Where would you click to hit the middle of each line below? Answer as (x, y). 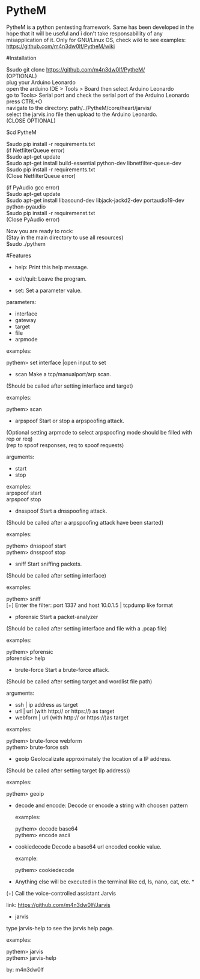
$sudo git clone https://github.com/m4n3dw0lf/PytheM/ (76, 69)
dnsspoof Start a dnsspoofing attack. (61, 511)
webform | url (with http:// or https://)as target (72, 717)
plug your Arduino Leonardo (41, 82)
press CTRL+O (24, 101)
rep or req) (20, 439)
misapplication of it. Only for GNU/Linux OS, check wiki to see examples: (96, 40)
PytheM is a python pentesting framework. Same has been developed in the (100, 27)
